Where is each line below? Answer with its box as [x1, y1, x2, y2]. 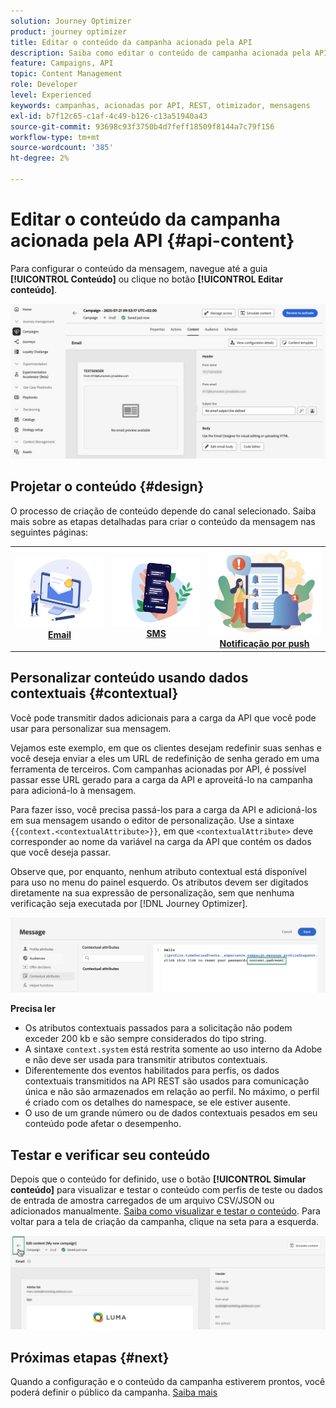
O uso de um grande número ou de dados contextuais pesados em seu [24, 1107, 318, 1119]
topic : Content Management [10, 69, 123, 79]
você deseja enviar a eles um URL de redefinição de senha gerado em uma [10, 752, 320, 764]
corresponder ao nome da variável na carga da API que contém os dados [10, 835, 312, 847]
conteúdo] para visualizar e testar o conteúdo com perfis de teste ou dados [10, 1184, 323, 1196]
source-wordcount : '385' [10, 143, 114, 153]
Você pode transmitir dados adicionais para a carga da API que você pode [10, 711, 317, 724]
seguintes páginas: [10, 526, 89, 538]
